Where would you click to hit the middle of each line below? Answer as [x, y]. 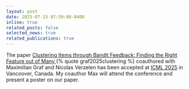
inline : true [22, 22]
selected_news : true [31, 33]
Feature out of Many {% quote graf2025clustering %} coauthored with [91, 61]
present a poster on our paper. [43, 80]
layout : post [22, 11]
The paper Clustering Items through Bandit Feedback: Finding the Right [92, 55]
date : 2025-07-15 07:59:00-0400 [45, 17]
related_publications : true [40, 38]
